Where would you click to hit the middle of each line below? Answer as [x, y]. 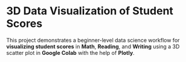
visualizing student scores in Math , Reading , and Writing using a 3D [93, 46]
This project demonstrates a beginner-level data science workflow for [93, 40]
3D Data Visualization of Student [90, 11]
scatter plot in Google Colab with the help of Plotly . [70, 52]
